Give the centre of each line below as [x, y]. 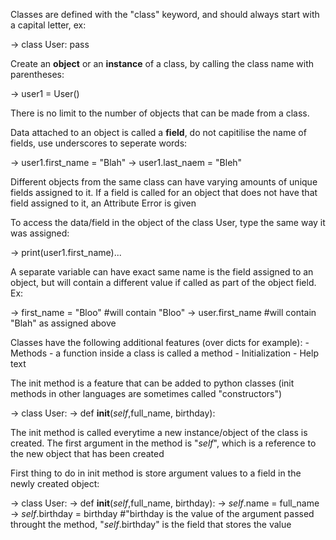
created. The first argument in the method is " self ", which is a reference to [163, 443]
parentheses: [37, 74]
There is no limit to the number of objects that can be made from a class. [160, 113]
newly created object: [55, 483]
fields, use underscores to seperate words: [99, 143]
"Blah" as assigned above [63, 323]
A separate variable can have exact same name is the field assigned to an [162, 272]
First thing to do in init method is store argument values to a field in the [156, 473]
